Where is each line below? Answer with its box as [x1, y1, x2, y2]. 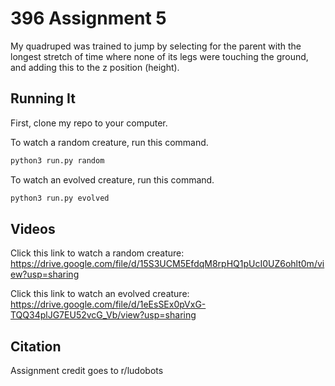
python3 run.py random [10, 155, 105, 166]
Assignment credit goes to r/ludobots [10, 365, 164, 377]
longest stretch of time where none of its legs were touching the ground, [10, 50, 309, 62]
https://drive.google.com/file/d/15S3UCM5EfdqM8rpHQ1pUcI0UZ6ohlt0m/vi [10, 258, 325, 270]
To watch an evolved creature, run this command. [10, 173, 215, 186]
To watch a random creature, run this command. [10, 136, 209, 148]
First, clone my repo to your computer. [10, 117, 168, 129]
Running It [10, 90, 76, 107]
